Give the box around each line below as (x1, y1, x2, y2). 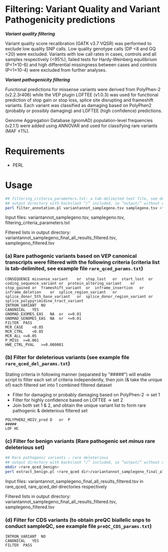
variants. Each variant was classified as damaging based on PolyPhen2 (5, 102, 151, 108)
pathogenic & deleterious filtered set (12, 408, 88, 414)
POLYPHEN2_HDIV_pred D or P (5, 417, 70, 422)
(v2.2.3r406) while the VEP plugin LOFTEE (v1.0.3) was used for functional (5, 92, 158, 98)
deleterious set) (5, 444, 45, 451)
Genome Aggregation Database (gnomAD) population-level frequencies (5, 117, 153, 123)
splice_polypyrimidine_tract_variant (5, 298, 84, 303)
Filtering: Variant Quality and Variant (5, 4, 160, 15)
